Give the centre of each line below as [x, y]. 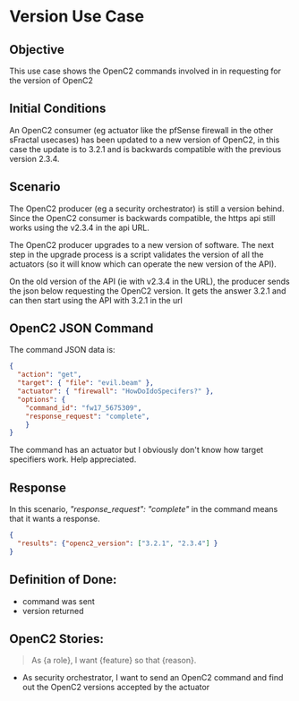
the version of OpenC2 [51, 81]
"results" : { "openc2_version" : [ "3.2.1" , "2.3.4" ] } [118, 543]
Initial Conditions [58, 109]
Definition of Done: [63, 580]
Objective [37, 50]
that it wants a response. [55, 519]
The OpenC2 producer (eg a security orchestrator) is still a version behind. [147, 209]
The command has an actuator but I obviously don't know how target [137, 450]
